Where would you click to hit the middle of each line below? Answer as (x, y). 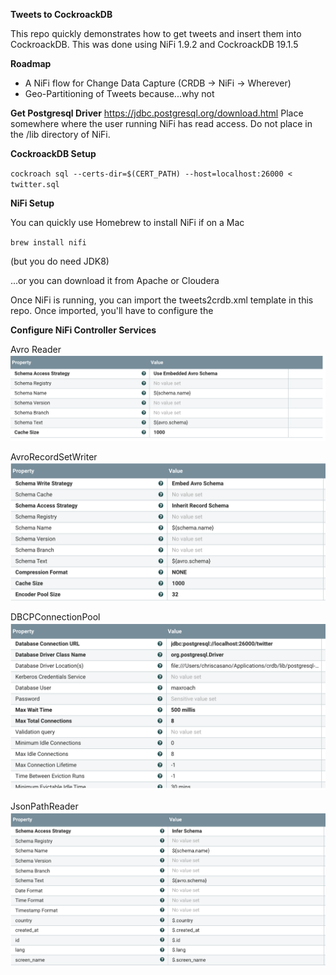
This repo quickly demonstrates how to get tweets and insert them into (156, 33)
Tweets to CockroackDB (61, 14)
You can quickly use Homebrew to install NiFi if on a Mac (127, 222)
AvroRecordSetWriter (54, 457)
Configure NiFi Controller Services (83, 330)
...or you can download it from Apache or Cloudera (115, 280)
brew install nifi (48, 243)
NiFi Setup (32, 203)
